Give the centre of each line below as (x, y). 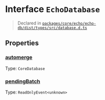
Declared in (29, 23)
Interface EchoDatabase (52, 9)
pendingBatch (23, 81)
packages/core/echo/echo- (69, 23)
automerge (19, 57)
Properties (22, 43)
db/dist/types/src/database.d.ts (52, 28)
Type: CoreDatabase (25, 68)
